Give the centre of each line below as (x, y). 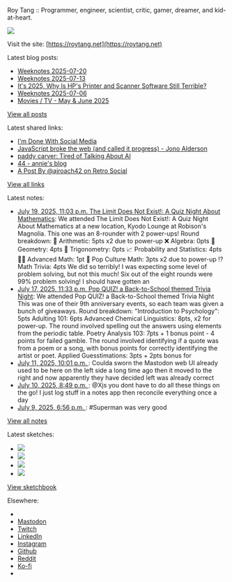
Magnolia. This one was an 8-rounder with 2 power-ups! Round (108, 233)
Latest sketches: (31, 434)
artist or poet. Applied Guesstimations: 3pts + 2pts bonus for (104, 355)
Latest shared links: (35, 128)
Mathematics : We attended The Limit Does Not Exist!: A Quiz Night (113, 219)
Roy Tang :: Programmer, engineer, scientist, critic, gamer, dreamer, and (110, 10)
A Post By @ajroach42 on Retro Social (72, 171)
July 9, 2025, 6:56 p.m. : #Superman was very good (92, 407)
